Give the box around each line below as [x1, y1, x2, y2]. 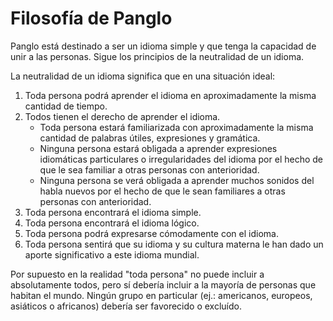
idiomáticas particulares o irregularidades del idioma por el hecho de [39, 153, 323, 165]
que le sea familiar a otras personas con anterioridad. [39, 163, 260, 176]
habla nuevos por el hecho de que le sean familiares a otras [39, 185, 286, 197]
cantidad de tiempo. [24, 100, 108, 112]
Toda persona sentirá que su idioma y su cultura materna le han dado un [24, 238, 324, 250]
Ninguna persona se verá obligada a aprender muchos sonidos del [39, 174, 315, 186]
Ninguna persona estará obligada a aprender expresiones [39, 142, 278, 154]
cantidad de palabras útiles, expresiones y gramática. [39, 132, 261, 144]
